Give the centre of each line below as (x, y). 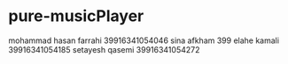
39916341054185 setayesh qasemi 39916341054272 (104, 49)
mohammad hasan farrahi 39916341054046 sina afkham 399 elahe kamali (144, 40)
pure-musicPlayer (76, 16)
